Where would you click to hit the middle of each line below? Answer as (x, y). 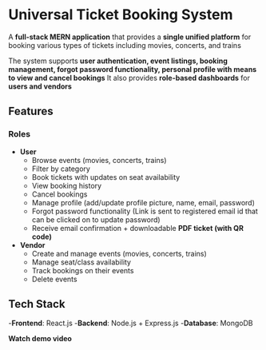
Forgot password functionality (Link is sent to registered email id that (145, 211)
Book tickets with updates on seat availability (106, 177)
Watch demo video (40, 339)
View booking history (67, 185)
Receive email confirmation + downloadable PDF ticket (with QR (137, 228)
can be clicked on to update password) (96, 219)
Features (31, 111)
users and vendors (40, 86)
